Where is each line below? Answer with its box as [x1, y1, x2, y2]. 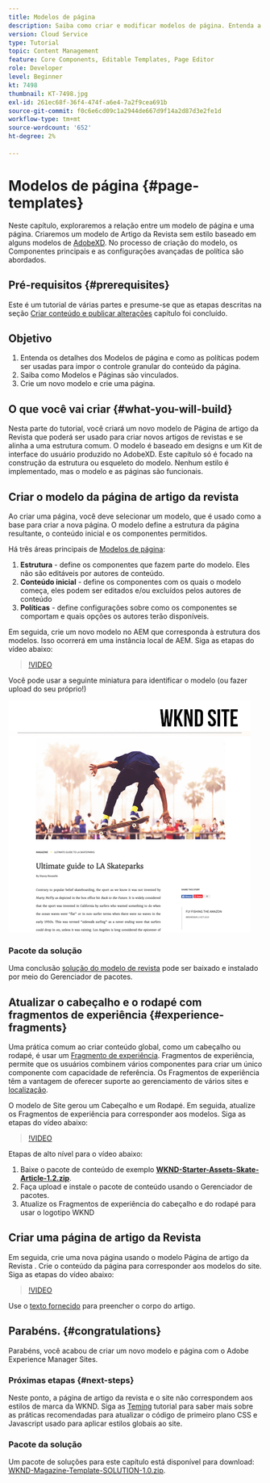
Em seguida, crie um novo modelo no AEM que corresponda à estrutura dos [8, 627, 260, 636]
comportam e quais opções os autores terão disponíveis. [19, 611, 210, 621]
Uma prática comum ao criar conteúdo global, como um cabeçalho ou [8, 1042, 241, 1052]
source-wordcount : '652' [8, 124, 92, 132]
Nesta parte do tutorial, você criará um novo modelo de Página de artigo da [8, 424, 260, 434]
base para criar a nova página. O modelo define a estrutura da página [8, 519, 239, 529]
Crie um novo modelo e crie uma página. [19, 379, 156, 389]
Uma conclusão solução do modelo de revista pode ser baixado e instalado [8, 964, 259, 973]
